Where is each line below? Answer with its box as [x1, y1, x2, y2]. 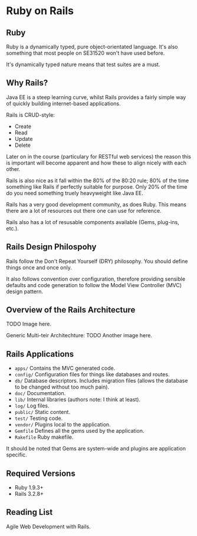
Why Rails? [6, 78, 48, 88]
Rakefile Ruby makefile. [14, 433, 74, 440]
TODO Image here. [6, 320, 52, 328]
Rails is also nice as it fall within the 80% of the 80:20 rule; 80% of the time [6, 177, 189, 184]
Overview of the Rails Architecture [6, 305, 136, 315]
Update [14, 135, 33, 142]
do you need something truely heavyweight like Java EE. [6, 189, 143, 196]
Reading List [6, 507, 53, 517]
